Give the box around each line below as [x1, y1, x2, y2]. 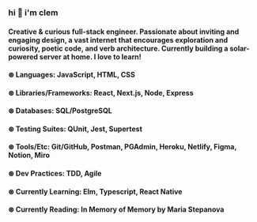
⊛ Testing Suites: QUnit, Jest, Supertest [8, 124, 142, 134]
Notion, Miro [8, 150, 50, 160]
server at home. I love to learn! [39, 51, 142, 62]
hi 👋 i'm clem [8, 7, 59, 18]
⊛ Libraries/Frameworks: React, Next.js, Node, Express [8, 88, 194, 97]
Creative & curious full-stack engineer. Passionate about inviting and [8, 27, 240, 36]
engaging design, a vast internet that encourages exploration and [8, 35, 228, 44]
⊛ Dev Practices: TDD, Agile [8, 169, 102, 179]
